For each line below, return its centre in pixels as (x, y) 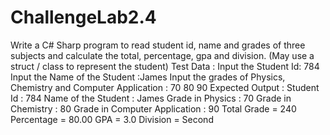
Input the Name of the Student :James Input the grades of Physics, (148, 77)
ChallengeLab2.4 (83, 17)
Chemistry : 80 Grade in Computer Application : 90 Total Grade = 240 (153, 108)
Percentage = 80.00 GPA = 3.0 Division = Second (112, 119)
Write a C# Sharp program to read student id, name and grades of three (158, 45)
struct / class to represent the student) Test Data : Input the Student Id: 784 (165, 66)
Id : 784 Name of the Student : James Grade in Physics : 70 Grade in (151, 98)
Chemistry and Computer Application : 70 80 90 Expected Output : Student (165, 87)
